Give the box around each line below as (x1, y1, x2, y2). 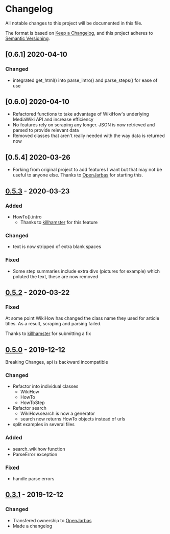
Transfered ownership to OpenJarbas (12, 517, 92, 523)
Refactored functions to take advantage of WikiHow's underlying (12, 111, 149, 117)
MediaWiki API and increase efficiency (12, 116, 93, 123)
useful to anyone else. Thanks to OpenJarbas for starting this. (12, 172, 143, 178)
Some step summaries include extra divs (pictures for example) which (12, 268, 160, 274)
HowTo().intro (12, 213, 42, 220)
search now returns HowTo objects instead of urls (20, 416, 126, 422)
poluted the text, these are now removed (12, 273, 99, 279)
